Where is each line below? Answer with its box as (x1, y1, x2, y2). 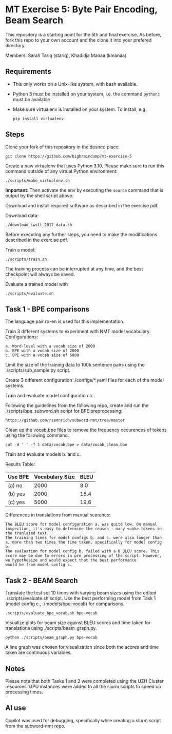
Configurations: (5, 334, 39, 340)
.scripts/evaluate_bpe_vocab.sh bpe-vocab (5, 611, 98, 616)
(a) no (8, 482, 23, 489)
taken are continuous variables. (5, 649, 72, 655)
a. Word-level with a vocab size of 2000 (5, 344, 95, 349)
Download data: (5, 212, 39, 219)
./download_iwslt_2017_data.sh (5, 222, 72, 227)
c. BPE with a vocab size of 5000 (5, 353, 80, 358)
